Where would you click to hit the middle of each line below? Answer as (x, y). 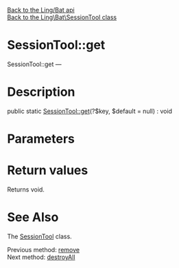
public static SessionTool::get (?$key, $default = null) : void (90, 111)
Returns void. (26, 189)
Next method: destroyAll (41, 257)
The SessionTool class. (39, 236)
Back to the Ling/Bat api (41, 10)
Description (41, 92)
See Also (33, 217)
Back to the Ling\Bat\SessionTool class (62, 17)
